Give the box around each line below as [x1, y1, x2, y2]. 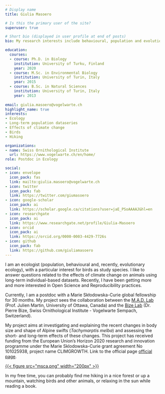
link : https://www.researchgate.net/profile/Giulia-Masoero [9, 221, 135, 225]
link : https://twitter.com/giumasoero [9, 193, 89, 198]
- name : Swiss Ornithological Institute [5, 148, 89, 153]
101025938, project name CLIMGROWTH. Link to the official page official [5, 348, 152, 354]
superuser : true [5, 25, 38, 30]
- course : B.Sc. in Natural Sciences [9, 84, 87, 89]
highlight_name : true [5, 107, 50, 112]
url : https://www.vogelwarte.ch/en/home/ [9, 152, 96, 157]
